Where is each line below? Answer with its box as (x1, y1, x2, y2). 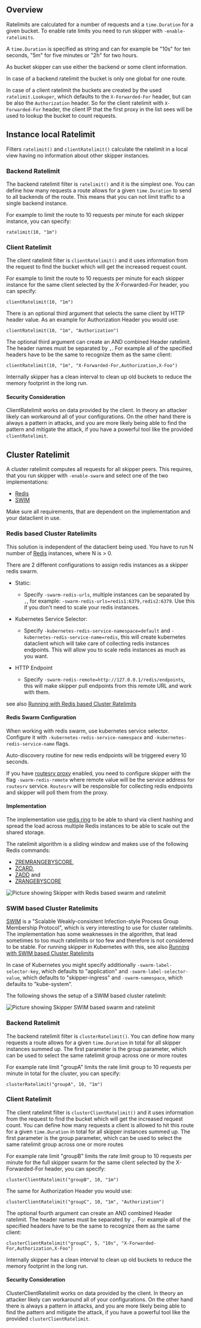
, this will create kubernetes (117, 633, 186, 641)
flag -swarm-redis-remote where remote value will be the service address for (6, 776, 194, 783)
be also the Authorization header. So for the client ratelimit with (6, 99, 163, 106)
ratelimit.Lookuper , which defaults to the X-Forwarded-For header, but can (6, 93, 191, 100)
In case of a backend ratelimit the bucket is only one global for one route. (6, 75, 187, 82)
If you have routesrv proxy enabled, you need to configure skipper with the (6, 769, 191, 777)
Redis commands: (6, 847, 51, 854)
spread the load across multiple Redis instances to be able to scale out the (6, 822, 190, 829)
